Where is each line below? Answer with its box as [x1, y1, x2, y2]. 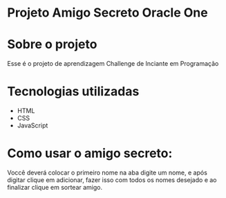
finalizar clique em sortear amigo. [7, 183, 102, 191]
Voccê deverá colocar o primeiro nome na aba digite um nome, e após [7, 168, 207, 177]
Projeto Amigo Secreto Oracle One [7, 5, 209, 21]
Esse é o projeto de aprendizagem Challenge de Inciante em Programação [7, 60, 219, 68]
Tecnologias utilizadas [7, 84, 140, 100]
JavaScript [17, 121, 48, 129]
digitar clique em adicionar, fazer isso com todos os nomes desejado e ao [7, 176, 217, 184]
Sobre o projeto [7, 37, 97, 53]
